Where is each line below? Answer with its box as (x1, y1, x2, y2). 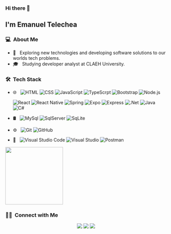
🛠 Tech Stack (5, 76, 42, 83)
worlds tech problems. (12, 55, 60, 61)
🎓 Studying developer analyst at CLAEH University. (12, 61, 125, 67)
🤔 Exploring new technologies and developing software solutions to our (12, 50, 166, 56)
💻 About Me (5, 36, 38, 43)
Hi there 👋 (5, 5, 31, 12)
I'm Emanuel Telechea (5, 20, 78, 29)
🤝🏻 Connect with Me (5, 212, 58, 219)
